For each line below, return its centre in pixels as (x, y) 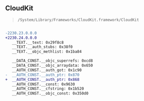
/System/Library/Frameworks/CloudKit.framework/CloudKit (78, 20)
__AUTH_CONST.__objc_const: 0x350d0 (50, 93)
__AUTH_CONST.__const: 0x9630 (43, 84)
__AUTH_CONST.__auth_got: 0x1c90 (47, 70)
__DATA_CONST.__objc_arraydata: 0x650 (52, 66)
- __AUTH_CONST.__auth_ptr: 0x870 (42, 75)
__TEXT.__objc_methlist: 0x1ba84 (47, 52)
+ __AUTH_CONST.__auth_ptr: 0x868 (42, 79)
